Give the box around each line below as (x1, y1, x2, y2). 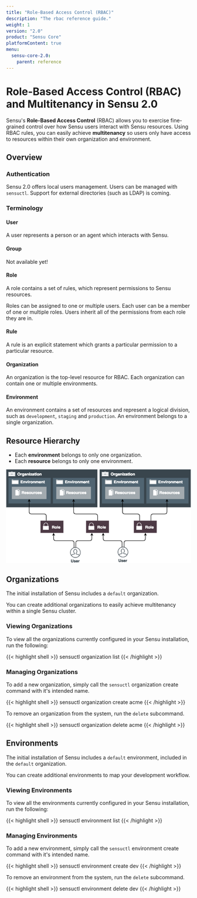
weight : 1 (6, 22, 30, 28)
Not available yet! (6, 258, 48, 265)
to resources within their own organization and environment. (6, 135, 152, 142)
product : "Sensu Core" (6, 34, 62, 40)
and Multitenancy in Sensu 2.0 (6, 97, 158, 111)
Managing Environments (6, 831, 78, 839)
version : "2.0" (6, 28, 43, 34)
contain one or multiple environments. (6, 380, 98, 387)
